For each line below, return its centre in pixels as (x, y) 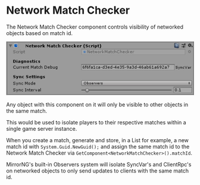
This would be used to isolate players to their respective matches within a (96, 123)
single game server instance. (42, 129)
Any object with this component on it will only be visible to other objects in (97, 105)
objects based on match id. (40, 33)
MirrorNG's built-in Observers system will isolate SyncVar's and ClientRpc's (99, 165)
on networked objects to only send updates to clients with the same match (98, 171)
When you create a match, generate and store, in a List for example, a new (98, 140)
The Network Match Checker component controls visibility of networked (95, 27)
